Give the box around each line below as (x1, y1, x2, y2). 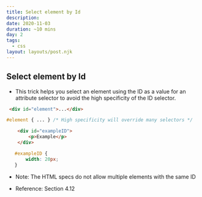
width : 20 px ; (25, 156, 59, 162)
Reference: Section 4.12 (15, 185, 75, 192)
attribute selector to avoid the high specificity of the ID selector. (15, 94, 176, 102)
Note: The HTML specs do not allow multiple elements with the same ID (15, 173, 196, 180)
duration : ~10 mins (6, 26, 56, 32)
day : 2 (6, 32, 23, 38)
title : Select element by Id (6, 9, 81, 15)
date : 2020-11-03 (6, 20, 51, 26)
